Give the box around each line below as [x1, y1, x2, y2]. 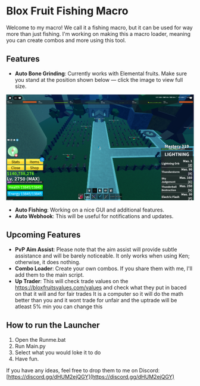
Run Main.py [14, 342, 46, 350]
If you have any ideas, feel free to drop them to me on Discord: [6, 366, 160, 374]
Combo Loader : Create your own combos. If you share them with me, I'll [14, 265, 192, 272]
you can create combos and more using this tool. [6, 36, 126, 44]
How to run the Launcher [6, 320, 100, 330]
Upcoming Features [6, 230, 81, 240]
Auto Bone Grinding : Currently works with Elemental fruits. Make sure [14, 70, 187, 77]
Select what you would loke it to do [14, 348, 101, 356]
